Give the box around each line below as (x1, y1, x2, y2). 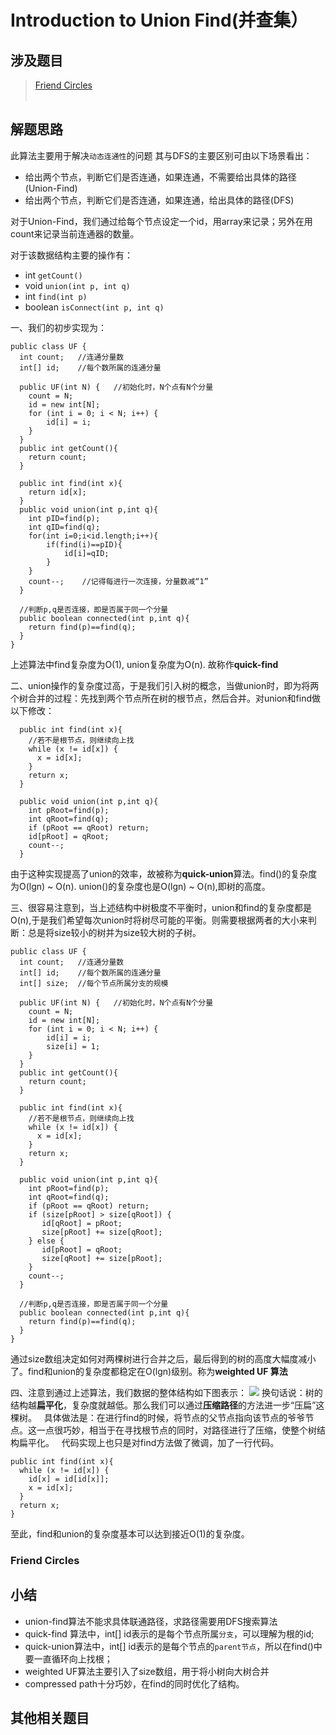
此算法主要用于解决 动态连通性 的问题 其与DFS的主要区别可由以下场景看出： (10, 149, 313, 161)
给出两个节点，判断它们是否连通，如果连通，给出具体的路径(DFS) (24, 194, 295, 206)
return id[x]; (28, 487, 87, 497)
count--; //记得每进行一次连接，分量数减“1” (28, 576, 209, 586)
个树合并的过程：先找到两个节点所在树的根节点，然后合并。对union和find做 (10, 692, 322, 704)
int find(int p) (24, 290, 88, 302)
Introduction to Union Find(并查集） (10, 9, 309, 32)
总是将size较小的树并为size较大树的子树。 (27, 926, 202, 938)
